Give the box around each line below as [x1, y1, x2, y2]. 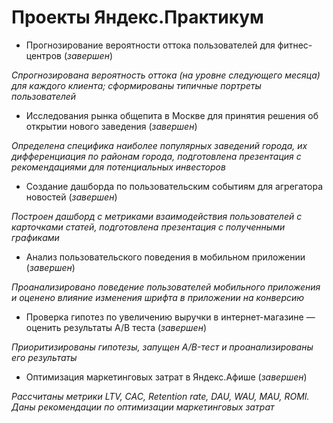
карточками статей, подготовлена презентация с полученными [11, 221, 286, 233]
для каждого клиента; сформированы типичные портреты [11, 79, 262, 91]
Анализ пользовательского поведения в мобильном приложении [25, 251, 306, 263]
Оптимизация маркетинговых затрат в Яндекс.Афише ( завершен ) [25, 371, 308, 383]
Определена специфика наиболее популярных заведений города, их [11, 139, 308, 151]
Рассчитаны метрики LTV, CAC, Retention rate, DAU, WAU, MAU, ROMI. [11, 390, 310, 402]
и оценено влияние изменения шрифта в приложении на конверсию [11, 291, 305, 303]
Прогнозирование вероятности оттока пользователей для [25, 39, 276, 51]
